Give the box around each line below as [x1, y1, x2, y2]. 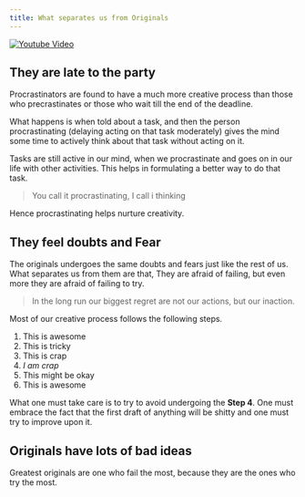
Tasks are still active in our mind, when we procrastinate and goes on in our [9, 153, 293, 164]
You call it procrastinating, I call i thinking [31, 191, 187, 202]
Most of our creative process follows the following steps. [9, 314, 223, 325]
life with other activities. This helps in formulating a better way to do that [9, 163, 280, 174]
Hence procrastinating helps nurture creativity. [9, 208, 185, 219]
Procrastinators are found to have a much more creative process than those [9, 88, 293, 100]
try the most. [9, 477, 57, 488]
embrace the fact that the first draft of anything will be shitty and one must [9, 407, 290, 418]
